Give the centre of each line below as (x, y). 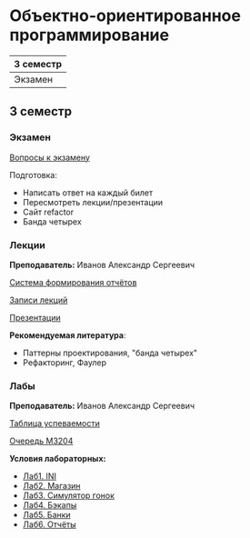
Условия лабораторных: (58, 459)
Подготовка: (33, 174)
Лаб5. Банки (46, 515)
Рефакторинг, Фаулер (65, 362)
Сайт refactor (48, 212)
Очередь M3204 (41, 441)
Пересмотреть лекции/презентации (93, 202)
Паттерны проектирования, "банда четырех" (110, 353)
